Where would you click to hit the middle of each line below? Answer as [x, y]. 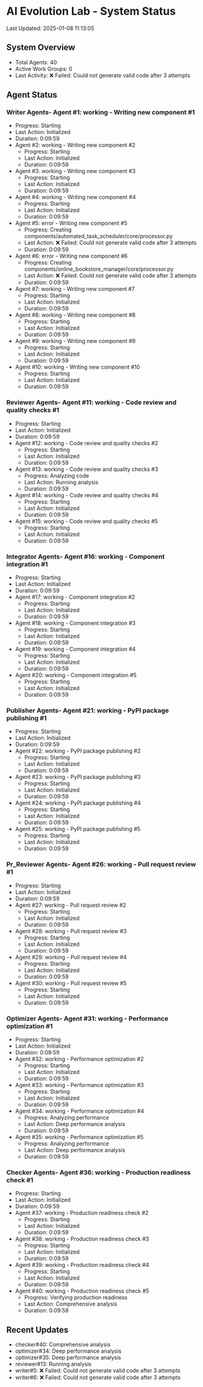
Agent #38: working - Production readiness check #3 [82, 1239]
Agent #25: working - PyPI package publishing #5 [78, 829]
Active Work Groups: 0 [44, 69]
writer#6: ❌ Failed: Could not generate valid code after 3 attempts [98, 1378]
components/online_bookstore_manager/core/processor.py [99, 269]
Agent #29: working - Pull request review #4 [71, 957]
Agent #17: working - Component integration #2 [75, 597]
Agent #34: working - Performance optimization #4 [80, 1111]
